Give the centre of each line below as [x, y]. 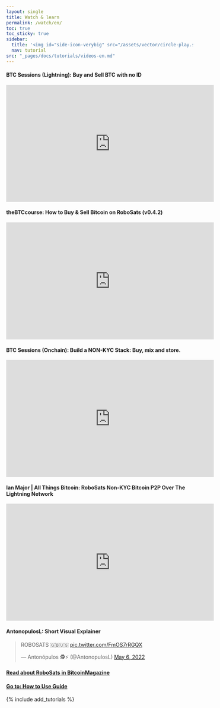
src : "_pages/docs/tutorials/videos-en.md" [61, 56]
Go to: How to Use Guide [37, 686]
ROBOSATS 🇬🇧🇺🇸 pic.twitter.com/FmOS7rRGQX [81, 644]
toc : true [18, 28]
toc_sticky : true [28, 34]
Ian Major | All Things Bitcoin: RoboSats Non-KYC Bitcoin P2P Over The [96, 487]
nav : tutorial [29, 51]
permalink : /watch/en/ [34, 23]
